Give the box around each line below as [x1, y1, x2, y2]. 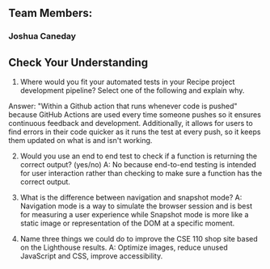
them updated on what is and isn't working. [8, 136, 153, 145]
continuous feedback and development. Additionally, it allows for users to [8, 119, 253, 128]
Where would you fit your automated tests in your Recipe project [19, 77, 235, 87]
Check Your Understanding [8, 56, 148, 69]
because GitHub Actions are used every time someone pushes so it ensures [8, 110, 261, 120]
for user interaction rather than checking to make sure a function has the [19, 169, 263, 179]
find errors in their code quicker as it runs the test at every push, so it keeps [8, 127, 261, 137]
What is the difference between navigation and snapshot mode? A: [19, 193, 243, 203]
